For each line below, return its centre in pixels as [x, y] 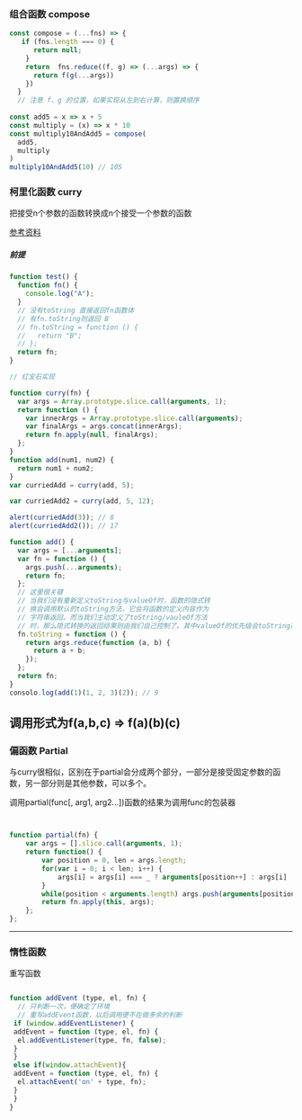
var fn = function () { [62, 559]
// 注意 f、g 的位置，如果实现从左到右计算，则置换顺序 [108, 101]
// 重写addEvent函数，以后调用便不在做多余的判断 [100, 1015]
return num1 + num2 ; [56, 468]
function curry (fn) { [50, 393]
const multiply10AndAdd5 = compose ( [78, 134]
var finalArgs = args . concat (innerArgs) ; [104, 426]
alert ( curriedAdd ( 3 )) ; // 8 [62, 518]
